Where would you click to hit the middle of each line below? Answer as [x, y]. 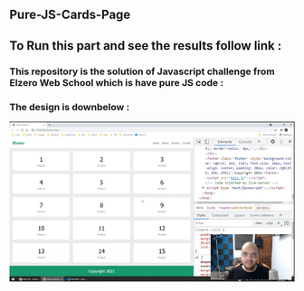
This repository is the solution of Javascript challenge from [142, 71]
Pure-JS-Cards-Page [70, 15]
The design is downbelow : [70, 107]
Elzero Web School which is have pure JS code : [117, 82]
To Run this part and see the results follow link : [146, 46]
